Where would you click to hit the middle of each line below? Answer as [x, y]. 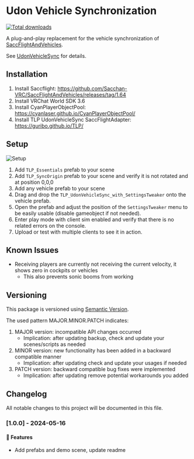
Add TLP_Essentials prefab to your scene [65, 169]
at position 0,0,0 [34, 182]
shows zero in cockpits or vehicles [56, 270]
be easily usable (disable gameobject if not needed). [78, 213]
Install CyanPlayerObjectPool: [50, 107]
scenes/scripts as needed [54, 344]
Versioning [26, 295]
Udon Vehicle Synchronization [81, 11]
